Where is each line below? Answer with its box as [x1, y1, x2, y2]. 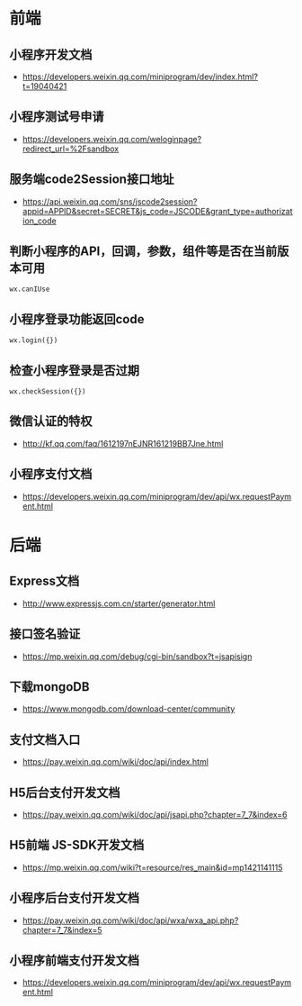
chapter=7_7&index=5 [22, 924, 102, 935]
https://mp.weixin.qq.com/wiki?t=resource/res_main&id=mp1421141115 [22, 862, 283, 873]
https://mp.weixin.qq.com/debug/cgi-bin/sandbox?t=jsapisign [22, 650, 253, 662]
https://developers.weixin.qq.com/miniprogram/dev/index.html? [22, 71, 259, 82]
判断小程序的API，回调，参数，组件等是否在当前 [9, 244, 278, 259]
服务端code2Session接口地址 [9, 172, 174, 187]
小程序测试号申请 [9, 109, 104, 124]
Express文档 [9, 574, 80, 589]
